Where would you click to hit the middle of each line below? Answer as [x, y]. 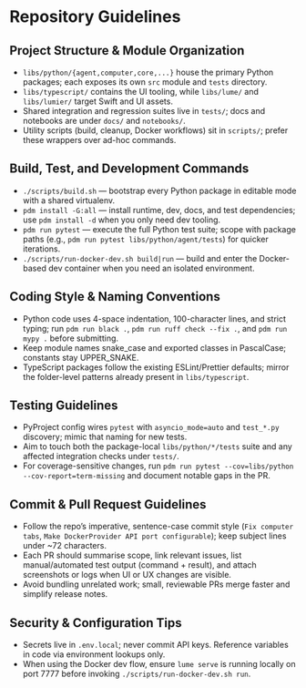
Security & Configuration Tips [96, 623]
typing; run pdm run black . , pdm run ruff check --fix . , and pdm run [155, 328]
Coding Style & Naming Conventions [115, 297]
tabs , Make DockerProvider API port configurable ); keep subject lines [154, 536]
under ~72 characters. [65, 546]
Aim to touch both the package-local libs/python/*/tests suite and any [158, 447]
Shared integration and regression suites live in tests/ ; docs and [144, 111]
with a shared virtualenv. [69, 200]
